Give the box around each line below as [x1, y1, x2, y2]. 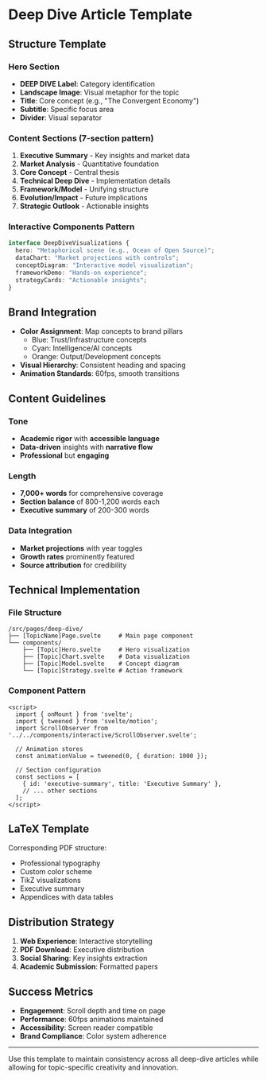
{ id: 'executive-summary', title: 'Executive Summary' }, [22, 780, 222, 788]
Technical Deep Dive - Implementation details [19, 176, 171, 186]
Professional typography [19, 858, 101, 868]
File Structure [8, 607, 62, 617]
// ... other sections [22, 787, 98, 795]
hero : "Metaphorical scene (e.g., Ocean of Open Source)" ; [15, 246, 215, 255]
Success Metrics [8, 985, 94, 998]
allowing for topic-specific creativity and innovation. [8, 1063, 179, 1072]
